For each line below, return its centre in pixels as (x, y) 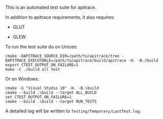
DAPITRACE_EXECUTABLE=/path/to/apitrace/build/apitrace (66, 61)
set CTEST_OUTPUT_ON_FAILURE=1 (38, 97)
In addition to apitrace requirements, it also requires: (60, 17)
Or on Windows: (22, 79)
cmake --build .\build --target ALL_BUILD (51, 93)
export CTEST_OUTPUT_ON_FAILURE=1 (42, 65)
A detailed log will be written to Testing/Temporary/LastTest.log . (73, 111)
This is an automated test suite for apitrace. (51, 7)
